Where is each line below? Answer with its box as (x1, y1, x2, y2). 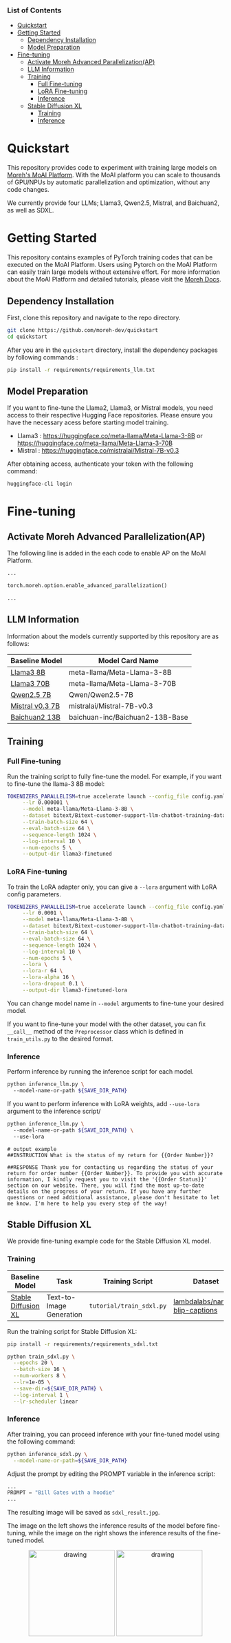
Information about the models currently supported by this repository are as (7, 632, 219, 640)
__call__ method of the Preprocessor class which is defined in (7, 1027, 184, 1035)
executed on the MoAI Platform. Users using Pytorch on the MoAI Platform (7, 261, 217, 269)
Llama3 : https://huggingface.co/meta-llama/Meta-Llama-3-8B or (16, 432, 203, 440)
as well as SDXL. (7, 206, 54, 215)
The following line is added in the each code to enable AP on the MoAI (7, 549, 206, 558)
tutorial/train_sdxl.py (89, 1301, 167, 1310)
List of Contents (7, 6, 62, 15)
